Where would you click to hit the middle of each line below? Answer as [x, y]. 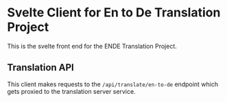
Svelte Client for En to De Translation [114, 13]
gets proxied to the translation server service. [71, 91]
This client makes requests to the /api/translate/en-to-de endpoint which [113, 84]
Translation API [40, 67]
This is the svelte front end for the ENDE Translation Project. [92, 46]
